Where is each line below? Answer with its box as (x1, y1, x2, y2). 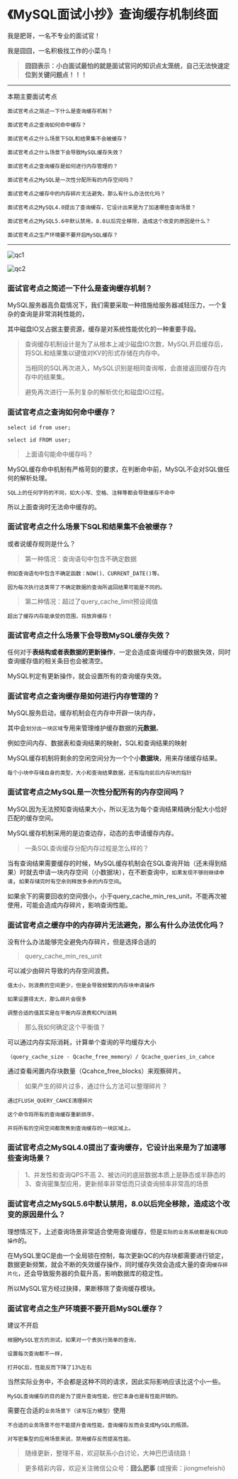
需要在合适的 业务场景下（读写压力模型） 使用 (7, 1406, 126, 1414)
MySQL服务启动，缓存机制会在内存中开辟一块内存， (7, 709, 159, 717)
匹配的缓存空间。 (7, 814, 57, 822)
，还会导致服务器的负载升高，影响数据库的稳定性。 (17, 1269, 167, 1277)
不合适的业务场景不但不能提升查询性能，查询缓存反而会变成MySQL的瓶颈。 (7, 1421, 193, 1429)
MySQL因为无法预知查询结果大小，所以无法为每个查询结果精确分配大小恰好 (7, 804, 228, 813)
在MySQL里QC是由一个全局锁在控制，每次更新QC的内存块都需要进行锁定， (7, 1251, 228, 1260)
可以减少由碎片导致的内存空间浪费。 (7, 966, 113, 975)
